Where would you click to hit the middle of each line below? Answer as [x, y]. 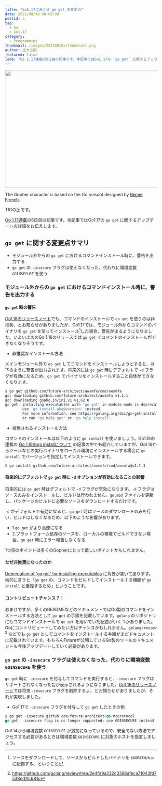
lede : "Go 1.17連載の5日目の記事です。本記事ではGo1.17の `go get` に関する [76, 59]
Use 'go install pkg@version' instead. [62, 409]
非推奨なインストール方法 [37, 353]
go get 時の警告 [20, 307]
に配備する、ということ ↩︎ [38, 764]
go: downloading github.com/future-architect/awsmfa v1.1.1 [67, 395]
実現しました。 [28, 697]
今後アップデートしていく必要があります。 [60, 646]
